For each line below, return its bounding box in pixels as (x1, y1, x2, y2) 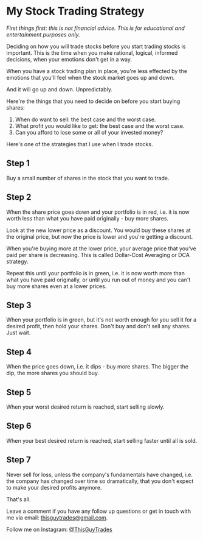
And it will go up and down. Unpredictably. (6, 85, 112, 93)
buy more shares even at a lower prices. (6, 282, 107, 290)
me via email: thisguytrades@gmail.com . (6, 513, 108, 521)
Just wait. (6, 329, 31, 336)
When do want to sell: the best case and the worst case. (15, 116, 156, 123)
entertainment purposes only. (6, 30, 80, 38)
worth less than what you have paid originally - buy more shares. (6, 214, 169, 222)
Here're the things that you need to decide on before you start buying (6, 97, 181, 105)
